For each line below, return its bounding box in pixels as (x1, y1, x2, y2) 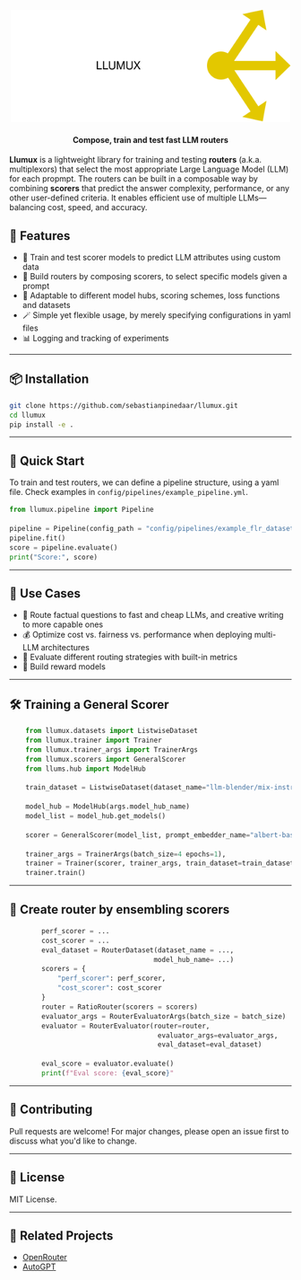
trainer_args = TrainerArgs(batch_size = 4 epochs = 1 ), (25, 850, 227, 859)
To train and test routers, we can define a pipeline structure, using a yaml (9, 477, 279, 488)
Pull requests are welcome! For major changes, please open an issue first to (9, 1126, 289, 1136)
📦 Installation (9, 372, 90, 387)
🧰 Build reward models (21, 661, 106, 672)
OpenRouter (21, 1252, 67, 1263)
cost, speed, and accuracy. (47, 202, 148, 213)
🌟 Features (9, 228, 71, 243)
